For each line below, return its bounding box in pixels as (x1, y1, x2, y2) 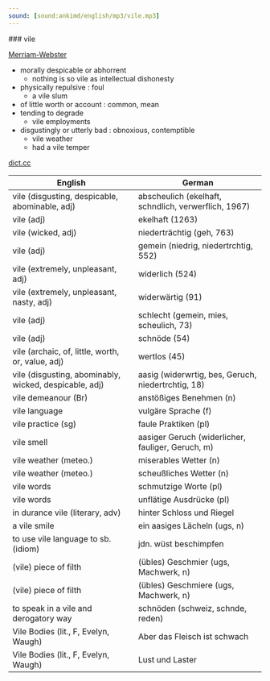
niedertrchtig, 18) (137, 379, 205, 390)
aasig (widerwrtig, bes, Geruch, (137, 368, 257, 380)
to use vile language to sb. (12, 533, 112, 544)
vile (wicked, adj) (12, 226, 77, 238)
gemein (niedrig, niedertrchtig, (137, 239, 253, 251)
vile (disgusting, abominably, (12, 368, 121, 380)
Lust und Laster (137, 654, 197, 665)
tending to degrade (19, 108, 84, 118)
